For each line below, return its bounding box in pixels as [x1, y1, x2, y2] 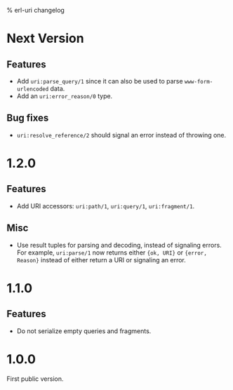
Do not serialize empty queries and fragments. [16, 326, 152, 335]
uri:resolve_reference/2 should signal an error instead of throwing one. [16, 130, 227, 139]
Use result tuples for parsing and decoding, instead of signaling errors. [16, 241, 222, 249]
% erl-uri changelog [6, 6, 65, 14]
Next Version [6, 31, 85, 46]
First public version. [6, 375, 64, 383]
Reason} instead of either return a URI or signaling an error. [16, 255, 187, 264]
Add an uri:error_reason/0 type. [16, 92, 113, 100]
